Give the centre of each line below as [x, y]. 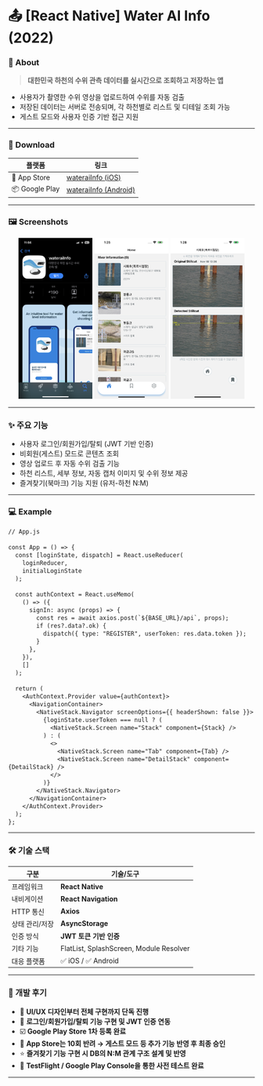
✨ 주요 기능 [28, 425]
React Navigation [89, 898]
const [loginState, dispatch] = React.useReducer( [99, 556]
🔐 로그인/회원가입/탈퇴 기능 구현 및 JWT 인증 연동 [95, 1021]
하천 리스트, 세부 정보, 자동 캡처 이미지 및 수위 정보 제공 [104, 473]
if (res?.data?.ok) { [72, 626]
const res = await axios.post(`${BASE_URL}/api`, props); [133, 618]
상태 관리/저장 [33, 924]
